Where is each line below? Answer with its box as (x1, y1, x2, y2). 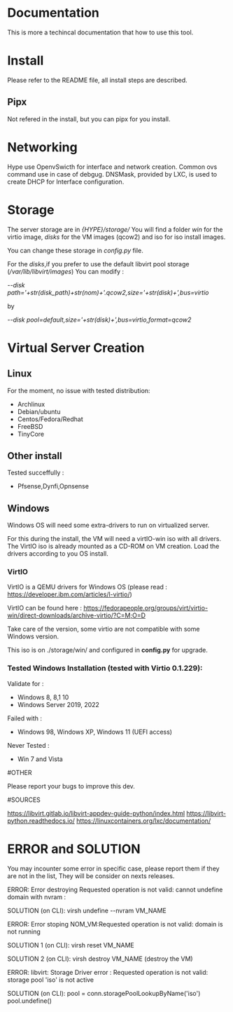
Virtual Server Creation (7, 340, 145, 355)
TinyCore (17, 430, 44, 438)
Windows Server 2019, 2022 (17, 700, 100, 709)
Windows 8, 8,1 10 (17, 692, 69, 702)
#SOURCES (7, 795, 41, 804)
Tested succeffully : (7, 468, 64, 477)
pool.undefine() (7, 997, 52, 1005)
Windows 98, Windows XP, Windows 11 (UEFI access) (17, 727, 173, 736)
